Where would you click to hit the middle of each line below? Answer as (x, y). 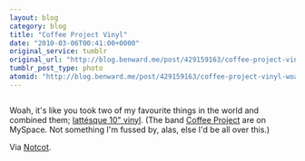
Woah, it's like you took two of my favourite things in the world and (134, 110)
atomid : (24, 77)
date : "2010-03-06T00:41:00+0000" (75, 43)
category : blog (38, 26)
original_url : (36, 60)
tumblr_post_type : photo (56, 69)
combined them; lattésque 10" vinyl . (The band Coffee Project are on (138, 119)
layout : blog (34, 18)
